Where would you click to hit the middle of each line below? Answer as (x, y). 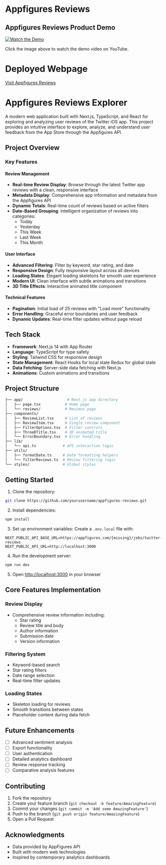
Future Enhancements (40, 730)
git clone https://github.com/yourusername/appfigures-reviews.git (76, 501)
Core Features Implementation (53, 590)
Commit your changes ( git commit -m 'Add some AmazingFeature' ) (80, 808)
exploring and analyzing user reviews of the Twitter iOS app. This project (79, 121)
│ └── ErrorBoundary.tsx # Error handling (53, 437)
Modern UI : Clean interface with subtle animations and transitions (79, 281)
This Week (30, 232)
